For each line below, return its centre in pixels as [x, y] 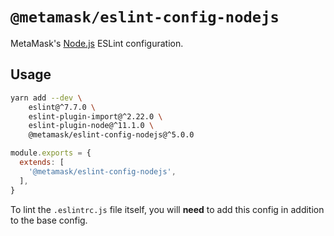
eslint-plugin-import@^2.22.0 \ [95, 116]
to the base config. [49, 220]
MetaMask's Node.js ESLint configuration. [97, 43]
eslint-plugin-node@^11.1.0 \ [91, 126]
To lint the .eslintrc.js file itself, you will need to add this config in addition [167, 209]
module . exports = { [51, 153]
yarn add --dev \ [46, 98]
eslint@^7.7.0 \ [62, 107]
